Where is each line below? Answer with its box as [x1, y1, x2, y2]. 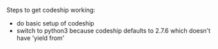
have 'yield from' [16, 34, 65, 42]
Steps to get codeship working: [6, 6, 96, 14]
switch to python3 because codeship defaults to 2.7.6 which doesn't [16, 27, 211, 35]
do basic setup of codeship [16, 19, 95, 27]
